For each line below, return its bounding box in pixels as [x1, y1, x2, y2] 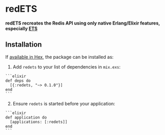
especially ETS [5, 25, 37, 31]
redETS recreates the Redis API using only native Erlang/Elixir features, [5, 20, 160, 26]
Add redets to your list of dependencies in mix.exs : [12, 63, 121, 70]
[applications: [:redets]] [10, 119, 68, 124]
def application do [5, 115, 47, 120]
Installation [5, 40, 42, 49]
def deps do [5, 78, 31, 83]
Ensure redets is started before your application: [12, 100, 115, 106]
